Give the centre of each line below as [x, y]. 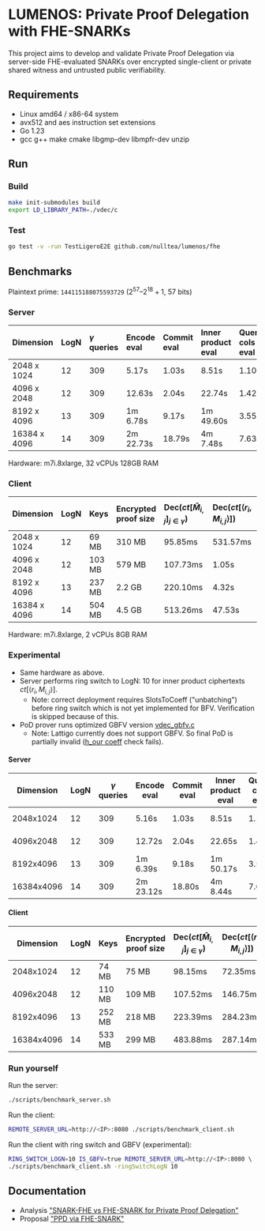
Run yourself [34, 1068]
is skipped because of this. [75, 716]
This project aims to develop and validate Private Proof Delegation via [121, 53]
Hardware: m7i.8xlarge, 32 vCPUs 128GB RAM [84, 463]
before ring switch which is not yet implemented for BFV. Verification [143, 708]
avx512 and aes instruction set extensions [88, 122]
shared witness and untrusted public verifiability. [87, 70]
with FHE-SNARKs [70, 31]
